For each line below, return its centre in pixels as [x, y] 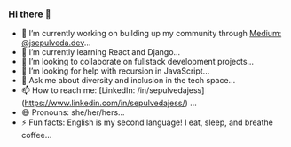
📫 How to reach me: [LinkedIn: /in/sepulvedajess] [113, 90]
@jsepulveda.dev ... [56, 43]
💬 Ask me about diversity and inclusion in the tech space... [128, 81]
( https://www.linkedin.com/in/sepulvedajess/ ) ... [109, 103]
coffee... [36, 135]
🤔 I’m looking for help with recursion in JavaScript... [115, 71]
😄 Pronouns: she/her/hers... [73, 112]
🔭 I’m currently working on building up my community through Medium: [151, 34]
